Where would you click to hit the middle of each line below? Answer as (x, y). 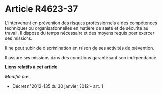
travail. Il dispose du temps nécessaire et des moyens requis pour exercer (80, 33)
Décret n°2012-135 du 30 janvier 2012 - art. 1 (57, 86)
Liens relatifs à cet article (31, 67)
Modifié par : (18, 76)
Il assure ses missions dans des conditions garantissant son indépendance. (81, 57)
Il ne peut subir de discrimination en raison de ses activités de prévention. (80, 48)
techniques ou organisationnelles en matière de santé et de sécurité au (77, 28)
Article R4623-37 (41, 9)
